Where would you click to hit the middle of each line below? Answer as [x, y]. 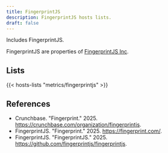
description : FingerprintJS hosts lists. [59, 17]
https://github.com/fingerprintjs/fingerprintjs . [71, 144]
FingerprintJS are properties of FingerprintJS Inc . [67, 52]
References [28, 103]
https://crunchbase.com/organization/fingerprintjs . [78, 124]
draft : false [23, 23]
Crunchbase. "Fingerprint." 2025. [56, 118]
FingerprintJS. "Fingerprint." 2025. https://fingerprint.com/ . [89, 131]
